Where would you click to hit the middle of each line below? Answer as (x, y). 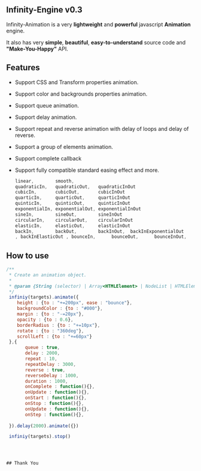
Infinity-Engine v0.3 (44, 10)
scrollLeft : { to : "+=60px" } (55, 336)
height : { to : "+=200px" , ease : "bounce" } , (75, 303)
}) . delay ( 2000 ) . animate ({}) (44, 426)
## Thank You (22, 463)
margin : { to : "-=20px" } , (51, 314)
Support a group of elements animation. (64, 147)
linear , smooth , (45, 181)
